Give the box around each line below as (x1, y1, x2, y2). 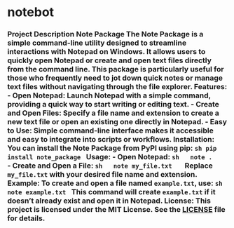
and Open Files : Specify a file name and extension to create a (7, 108, 219, 118)
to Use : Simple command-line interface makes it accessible (7, 126, 214, 135)
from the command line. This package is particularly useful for (7, 65, 224, 74)
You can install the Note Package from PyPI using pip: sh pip (7, 143, 217, 153)
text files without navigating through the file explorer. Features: (7, 82, 228, 92)
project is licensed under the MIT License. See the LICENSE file (7, 205, 226, 215)
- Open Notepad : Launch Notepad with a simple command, (7, 90, 212, 100)
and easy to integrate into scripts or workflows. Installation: (7, 135, 215, 145)
